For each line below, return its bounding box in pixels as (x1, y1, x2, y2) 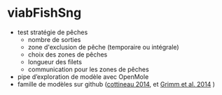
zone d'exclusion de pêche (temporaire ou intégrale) (27, 43, 180, 51)
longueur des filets (27, 57, 83, 66)
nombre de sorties (27, 35, 81, 43)
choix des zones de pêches (27, 50, 108, 59)
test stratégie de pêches (17, 28, 88, 36)
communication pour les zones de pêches (27, 65, 149, 73)
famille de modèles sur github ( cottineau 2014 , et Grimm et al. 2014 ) (17, 80, 216, 88)
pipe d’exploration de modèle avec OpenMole (17, 72, 149, 81)
